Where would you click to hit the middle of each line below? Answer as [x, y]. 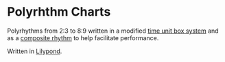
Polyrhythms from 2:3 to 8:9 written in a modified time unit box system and [113, 31]
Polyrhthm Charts [59, 12]
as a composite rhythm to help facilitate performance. [83, 37]
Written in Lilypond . [35, 51]
